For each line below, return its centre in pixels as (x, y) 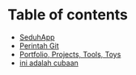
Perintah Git (39, 45)
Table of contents (68, 15)
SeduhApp (37, 37)
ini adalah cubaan (49, 63)
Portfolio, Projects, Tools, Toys (70, 54)
